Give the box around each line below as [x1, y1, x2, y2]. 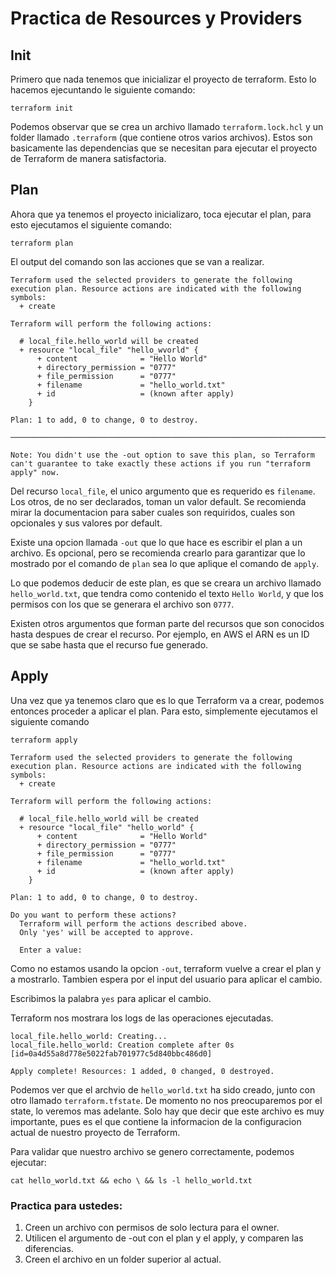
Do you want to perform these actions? [10, 910, 177, 920]
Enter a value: [19, 945, 83, 955]
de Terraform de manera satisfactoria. [10, 153, 167, 164]
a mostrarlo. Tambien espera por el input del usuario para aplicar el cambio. [10, 973, 323, 985]
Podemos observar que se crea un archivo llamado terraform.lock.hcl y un [10, 121, 324, 132]
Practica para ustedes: [10, 1198, 123, 1212]
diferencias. [24, 1242, 74, 1254]
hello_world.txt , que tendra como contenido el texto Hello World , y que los [10, 587, 324, 599]
